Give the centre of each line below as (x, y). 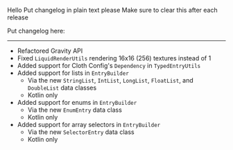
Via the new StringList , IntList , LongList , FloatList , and (111, 80)
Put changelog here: (36, 31)
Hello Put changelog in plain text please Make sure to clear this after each (112, 10)
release (18, 17)
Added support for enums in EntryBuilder (77, 102)
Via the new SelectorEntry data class (81, 132)
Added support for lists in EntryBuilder (73, 73)
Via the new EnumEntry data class (75, 110)
